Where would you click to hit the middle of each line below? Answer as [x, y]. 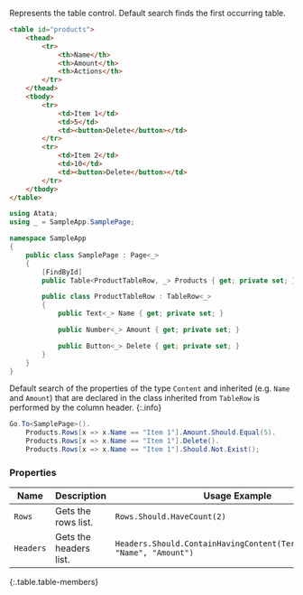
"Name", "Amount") [154, 553]
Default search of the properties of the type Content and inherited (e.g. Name [150, 388]
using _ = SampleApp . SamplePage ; [72, 222]
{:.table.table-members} [54, 582]
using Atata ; [34, 214]
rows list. [74, 523]
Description [81, 496]
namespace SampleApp [48, 238]
